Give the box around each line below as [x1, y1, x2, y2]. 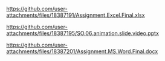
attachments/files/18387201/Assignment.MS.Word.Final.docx [6, 48, 158, 55]
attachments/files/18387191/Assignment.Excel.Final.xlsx [6, 11, 145, 19]
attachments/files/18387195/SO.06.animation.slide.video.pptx [6, 30, 159, 37]
